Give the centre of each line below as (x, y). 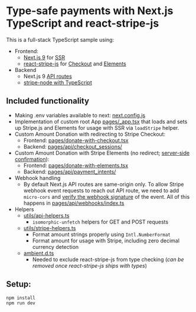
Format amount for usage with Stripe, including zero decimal (106, 241)
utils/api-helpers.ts (46, 215)
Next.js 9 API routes (48, 76)
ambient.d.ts (39, 253)
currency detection (55, 247)
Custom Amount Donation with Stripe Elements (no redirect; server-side (102, 153)
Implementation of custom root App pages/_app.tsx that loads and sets (101, 121)
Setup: (19, 284)
